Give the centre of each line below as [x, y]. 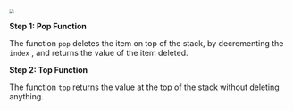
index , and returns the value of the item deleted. [99, 53]
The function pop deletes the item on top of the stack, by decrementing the [146, 43]
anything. [27, 96]
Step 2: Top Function [49, 70]
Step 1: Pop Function [48, 26]
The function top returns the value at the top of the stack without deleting [144, 87]
